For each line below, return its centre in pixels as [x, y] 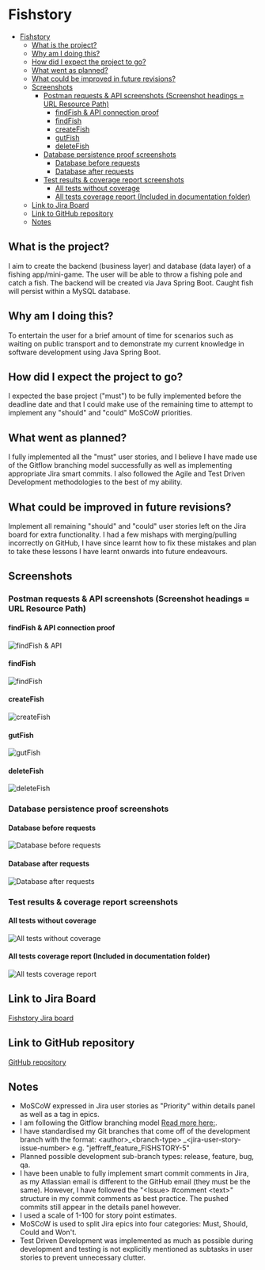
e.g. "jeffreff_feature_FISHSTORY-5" [131, 1148]
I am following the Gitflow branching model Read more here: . [118, 1123]
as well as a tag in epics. [60, 1115]
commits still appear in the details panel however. [100, 1207]
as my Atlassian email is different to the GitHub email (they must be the [135, 1182]
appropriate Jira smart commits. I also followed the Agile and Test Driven [127, 474]
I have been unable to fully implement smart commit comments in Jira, [134, 1173]
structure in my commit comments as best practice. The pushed [124, 1199]
